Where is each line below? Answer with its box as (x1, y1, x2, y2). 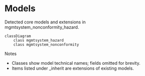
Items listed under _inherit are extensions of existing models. (11, 65, 134, 71)
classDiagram (4, 34, 31, 38)
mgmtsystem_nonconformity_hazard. (4, 24, 79, 30)
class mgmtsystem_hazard (13, 38, 64, 43)
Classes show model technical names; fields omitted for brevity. (11, 60, 141, 66)
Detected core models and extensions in (4, 19, 86, 25)
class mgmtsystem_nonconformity (13, 42, 79, 47)
